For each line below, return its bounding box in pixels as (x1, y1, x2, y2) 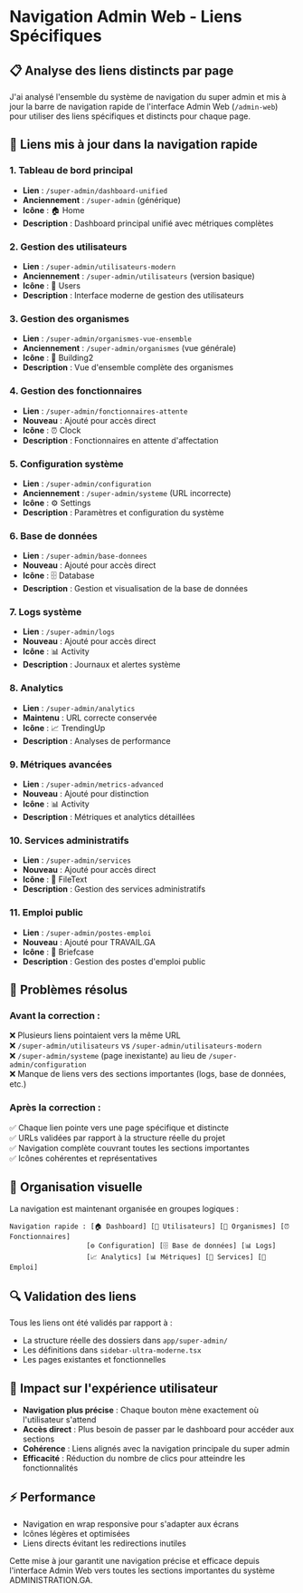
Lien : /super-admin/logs (22, 626, 116, 637)
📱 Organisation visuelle (9, 1179, 143, 1195)
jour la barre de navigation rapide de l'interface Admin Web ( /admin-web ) (9, 102, 279, 112)
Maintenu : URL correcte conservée (22, 712, 157, 723)
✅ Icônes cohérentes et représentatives (9, 1152, 158, 1163)
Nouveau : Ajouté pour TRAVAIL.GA (22, 936, 156, 947)
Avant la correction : (9, 1009, 101, 1021)
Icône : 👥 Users (22, 279, 81, 291)
